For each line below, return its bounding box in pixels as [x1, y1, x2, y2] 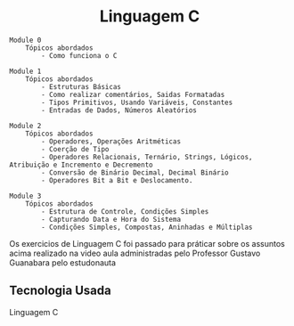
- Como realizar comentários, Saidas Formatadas [41, 90, 225, 99]
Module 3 [9, 192, 42, 200]
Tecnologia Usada [9, 283, 111, 298]
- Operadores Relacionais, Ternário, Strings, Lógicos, [41, 152, 253, 161]
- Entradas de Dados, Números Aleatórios [41, 105, 198, 115]
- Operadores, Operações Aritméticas [41, 136, 181, 146]
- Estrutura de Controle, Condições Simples [41, 207, 209, 216]
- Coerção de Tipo [41, 144, 110, 153]
